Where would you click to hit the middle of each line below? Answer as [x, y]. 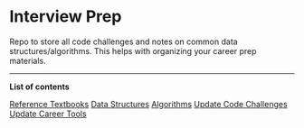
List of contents [39, 87]
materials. [28, 60]
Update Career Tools [48, 114]
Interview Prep [66, 17]
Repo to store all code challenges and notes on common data [123, 41]
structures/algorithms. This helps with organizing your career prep [133, 50]
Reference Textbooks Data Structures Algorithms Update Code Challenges [148, 104]
